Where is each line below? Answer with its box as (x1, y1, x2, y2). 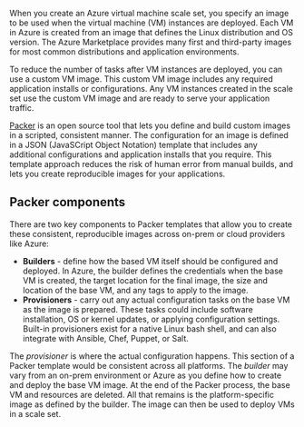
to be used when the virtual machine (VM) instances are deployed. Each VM (9, 17, 294, 28)
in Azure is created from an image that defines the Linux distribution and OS (9, 27, 293, 37)
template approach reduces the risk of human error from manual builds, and (9, 159, 293, 169)
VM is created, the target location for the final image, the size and (22, 274, 268, 285)
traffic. (9, 103, 34, 113)
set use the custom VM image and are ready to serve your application (9, 93, 270, 104)
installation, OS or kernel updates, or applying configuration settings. (22, 313, 280, 324)
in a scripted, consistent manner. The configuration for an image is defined (9, 130, 289, 140)
